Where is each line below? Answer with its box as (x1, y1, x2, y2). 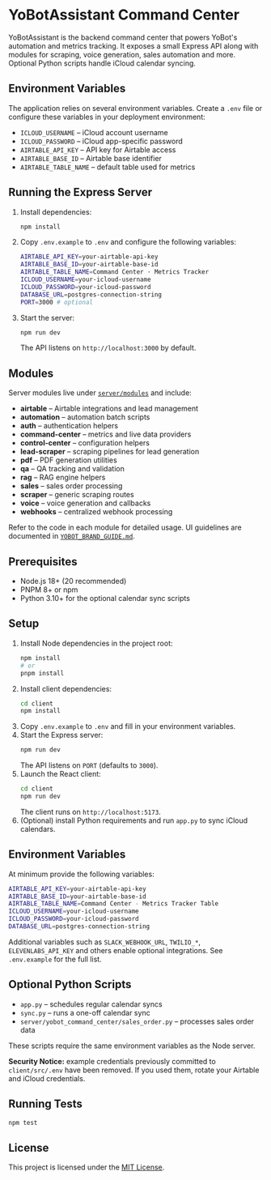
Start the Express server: (19, 731, 104, 740)
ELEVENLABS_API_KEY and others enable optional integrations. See (8, 945, 223, 955)
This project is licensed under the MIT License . (8, 1162, 165, 1172)
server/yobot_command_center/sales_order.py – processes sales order (19, 1016, 255, 1026)
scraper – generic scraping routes (19, 490, 135, 500)
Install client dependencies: (19, 684, 112, 693)
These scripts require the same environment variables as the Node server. (8, 1041, 256, 1050)
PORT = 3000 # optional (19, 298, 93, 306)
